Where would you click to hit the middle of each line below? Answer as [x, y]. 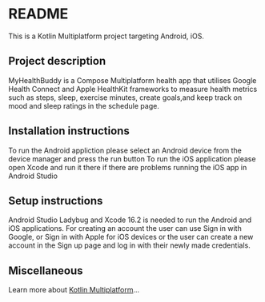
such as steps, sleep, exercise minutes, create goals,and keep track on [125, 97]
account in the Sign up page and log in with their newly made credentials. [129, 245]
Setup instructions [56, 201]
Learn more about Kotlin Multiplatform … [74, 290]
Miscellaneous [46, 270]
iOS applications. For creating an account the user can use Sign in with [125, 228]
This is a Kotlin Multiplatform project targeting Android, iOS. [106, 36]
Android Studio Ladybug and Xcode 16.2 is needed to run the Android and [130, 220]
